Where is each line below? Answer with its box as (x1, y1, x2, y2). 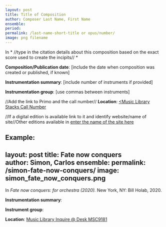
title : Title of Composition (5, 12, 66, 17)
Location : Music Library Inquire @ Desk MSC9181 (5, 216, 107, 222)
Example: (5, 133, 35, 142)
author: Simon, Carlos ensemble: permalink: (5, 158, 146, 167)
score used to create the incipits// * (5, 54, 78, 60)
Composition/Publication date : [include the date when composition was (5, 64, 155, 70)
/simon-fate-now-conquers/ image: (5, 166, 119, 174)
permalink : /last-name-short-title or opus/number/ (5, 31, 115, 36)
